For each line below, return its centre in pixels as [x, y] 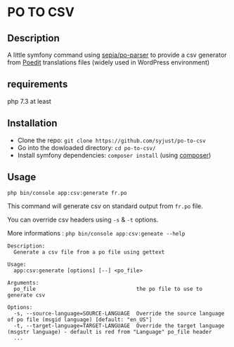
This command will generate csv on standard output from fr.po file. [105, 206]
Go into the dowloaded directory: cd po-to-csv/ [86, 147]
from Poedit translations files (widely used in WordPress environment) [109, 62]
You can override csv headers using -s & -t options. [83, 220]
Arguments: [23, 283]
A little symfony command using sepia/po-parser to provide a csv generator [117, 55]
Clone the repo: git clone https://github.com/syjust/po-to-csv [111, 140]
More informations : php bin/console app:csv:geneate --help [96, 233]
